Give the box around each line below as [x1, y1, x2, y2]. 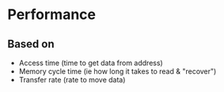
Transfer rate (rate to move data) [18, 75, 126, 84]
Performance [7, 6, 97, 24]
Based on [7, 37, 55, 51]
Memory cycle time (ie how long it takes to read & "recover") [18, 67, 217, 76]
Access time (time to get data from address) [18, 58, 163, 67]
